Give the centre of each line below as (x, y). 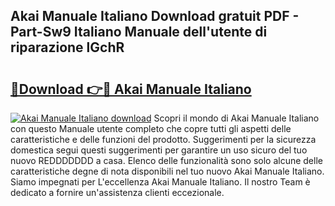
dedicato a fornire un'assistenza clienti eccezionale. (117, 192)
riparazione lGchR (67, 47)
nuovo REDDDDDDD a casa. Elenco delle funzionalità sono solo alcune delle (166, 160)
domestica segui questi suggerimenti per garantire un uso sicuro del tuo (159, 150)
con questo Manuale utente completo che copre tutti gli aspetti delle (151, 128)
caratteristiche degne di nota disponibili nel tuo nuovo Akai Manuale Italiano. (167, 171)
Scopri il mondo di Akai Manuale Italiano (236, 118)
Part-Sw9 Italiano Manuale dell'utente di (139, 32)
